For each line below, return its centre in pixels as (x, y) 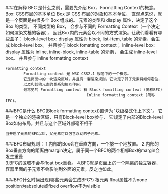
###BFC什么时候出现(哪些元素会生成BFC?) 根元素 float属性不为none (76, 180)
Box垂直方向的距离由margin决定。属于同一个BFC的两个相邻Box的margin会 (83, 150)
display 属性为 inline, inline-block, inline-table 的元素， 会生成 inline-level (81, 52)
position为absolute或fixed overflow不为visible (53, 186)
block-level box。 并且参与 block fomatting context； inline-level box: (83, 45)
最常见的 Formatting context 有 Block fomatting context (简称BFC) (93, 90)
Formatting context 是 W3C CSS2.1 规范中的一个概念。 (77, 74)
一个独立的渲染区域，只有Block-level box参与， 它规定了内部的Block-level (86, 117)
